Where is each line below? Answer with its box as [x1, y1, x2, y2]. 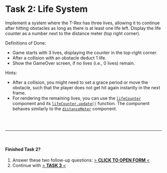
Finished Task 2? [5, 146, 41, 152]
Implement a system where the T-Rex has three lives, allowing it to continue [5, 20, 160, 26]
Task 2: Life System [5, 3, 88, 15]
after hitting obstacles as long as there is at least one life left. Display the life [5, 25, 162, 31]
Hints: [5, 69, 17, 75]
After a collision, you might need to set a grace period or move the [12, 79, 148, 85]
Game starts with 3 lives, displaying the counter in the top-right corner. [12, 50, 158, 56]
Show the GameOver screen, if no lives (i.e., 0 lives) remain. [12, 60, 135, 66]
